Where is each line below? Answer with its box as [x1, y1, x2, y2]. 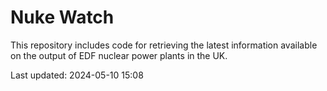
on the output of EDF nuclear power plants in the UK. [10, 49, 228, 61]
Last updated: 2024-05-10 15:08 [10, 69, 144, 81]
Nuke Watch [10, 6, 115, 29]
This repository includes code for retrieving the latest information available [10, 39, 318, 51]
